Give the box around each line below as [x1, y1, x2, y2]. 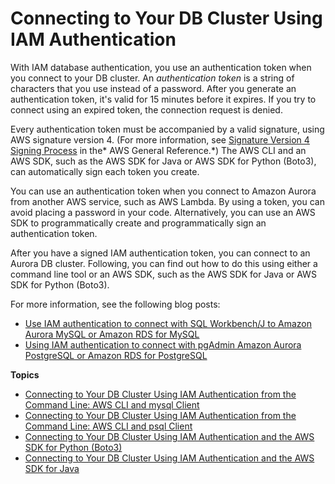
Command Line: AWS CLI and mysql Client [24, 398, 200, 411]
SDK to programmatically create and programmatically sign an [10, 217, 267, 229]
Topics [10, 368, 40, 381]
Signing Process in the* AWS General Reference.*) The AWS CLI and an [10, 144, 307, 156]
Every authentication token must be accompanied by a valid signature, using [10, 123, 325, 135]
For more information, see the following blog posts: [10, 298, 221, 310]
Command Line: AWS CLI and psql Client [24, 420, 193, 432]
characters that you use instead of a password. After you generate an [10, 82, 297, 94]
